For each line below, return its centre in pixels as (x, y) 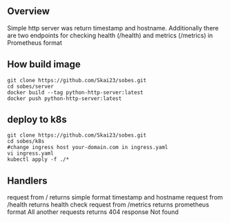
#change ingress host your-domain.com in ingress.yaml (88, 148)
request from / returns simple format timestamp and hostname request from (115, 197)
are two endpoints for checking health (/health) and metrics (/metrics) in (110, 35)
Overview (29, 11)
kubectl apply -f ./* (38, 159)
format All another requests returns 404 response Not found (93, 212)
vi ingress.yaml (30, 154)
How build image (44, 65)
